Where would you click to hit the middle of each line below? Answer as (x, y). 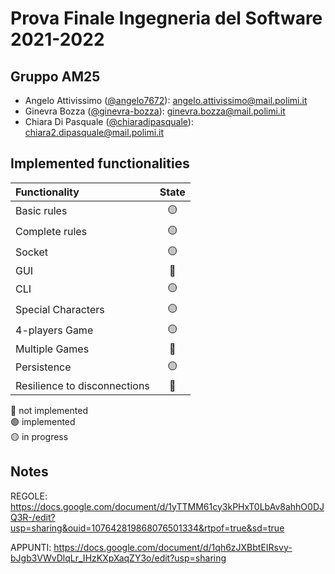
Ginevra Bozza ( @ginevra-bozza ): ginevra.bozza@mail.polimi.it (155, 111)
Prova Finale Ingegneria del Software (166, 18)
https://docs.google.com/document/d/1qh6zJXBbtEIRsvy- (173, 547)
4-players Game (54, 330)
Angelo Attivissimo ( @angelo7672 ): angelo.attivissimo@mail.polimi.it (166, 100)
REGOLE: (29, 496)
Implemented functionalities (100, 163)
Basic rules (41, 211)
